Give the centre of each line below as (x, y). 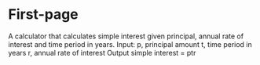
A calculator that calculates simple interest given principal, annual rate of (126, 36)
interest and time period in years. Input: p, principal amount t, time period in (130, 44)
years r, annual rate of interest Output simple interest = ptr (102, 52)
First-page (43, 14)
